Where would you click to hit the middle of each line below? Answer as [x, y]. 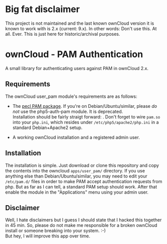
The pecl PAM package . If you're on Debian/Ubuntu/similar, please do [85, 106]
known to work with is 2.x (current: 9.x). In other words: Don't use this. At [81, 28]
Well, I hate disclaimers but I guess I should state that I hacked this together [83, 220]
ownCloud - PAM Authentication [74, 54]
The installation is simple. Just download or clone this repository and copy [82, 165]
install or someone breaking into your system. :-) [56, 231]
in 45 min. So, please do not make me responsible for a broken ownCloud [81, 225]
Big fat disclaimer [43, 9]
